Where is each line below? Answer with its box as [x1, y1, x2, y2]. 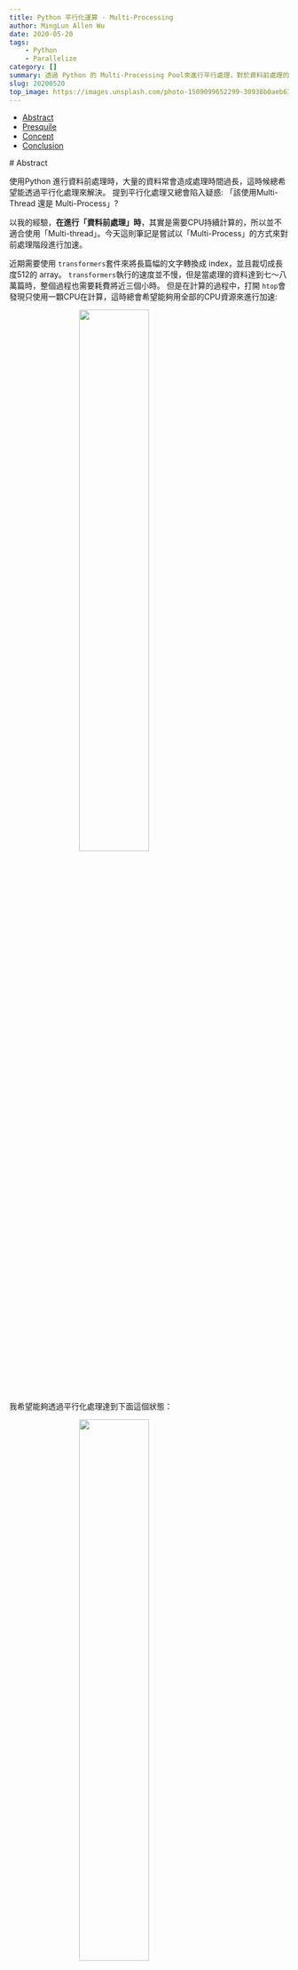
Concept [21, 131, 55, 141]
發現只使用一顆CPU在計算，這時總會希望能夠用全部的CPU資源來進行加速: [9, 291, 278, 302]
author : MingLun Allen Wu [9, 21, 105, 30]
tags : [9, 37, 29, 47]
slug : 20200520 [9, 79, 66, 88]
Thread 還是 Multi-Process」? [9, 197, 119, 209]
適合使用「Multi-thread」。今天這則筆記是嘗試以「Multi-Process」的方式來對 [9, 227, 288, 238]
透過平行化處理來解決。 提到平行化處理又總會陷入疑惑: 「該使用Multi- [24, 187, 278, 197]
